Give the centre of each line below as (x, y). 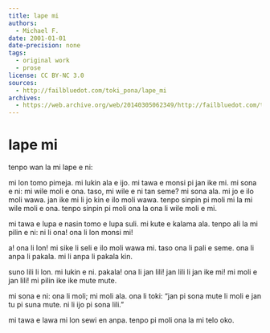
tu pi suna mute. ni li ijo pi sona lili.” (66, 305)
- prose (29, 68)
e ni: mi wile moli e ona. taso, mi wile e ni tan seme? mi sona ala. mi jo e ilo (131, 191)
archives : (25, 98)
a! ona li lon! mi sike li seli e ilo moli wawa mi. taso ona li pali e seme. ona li (131, 248)
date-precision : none (45, 46)
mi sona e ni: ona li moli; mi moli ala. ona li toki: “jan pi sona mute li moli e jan (135, 296)
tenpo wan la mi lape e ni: (51, 167)
